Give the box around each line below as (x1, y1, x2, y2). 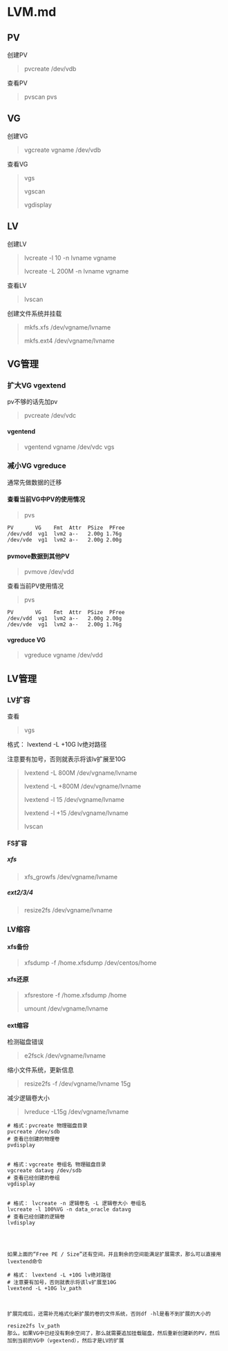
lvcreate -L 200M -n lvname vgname (23, 267, 129, 275)
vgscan (23, 187, 46, 195)
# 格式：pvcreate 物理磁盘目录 (7, 1122, 88, 1129)
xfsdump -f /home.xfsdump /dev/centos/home (23, 958, 157, 967)
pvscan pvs (23, 93, 57, 101)
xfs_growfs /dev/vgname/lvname (23, 872, 118, 881)
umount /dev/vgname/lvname (23, 1004, 108, 1013)
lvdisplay (7, 1220, 36, 1227)
